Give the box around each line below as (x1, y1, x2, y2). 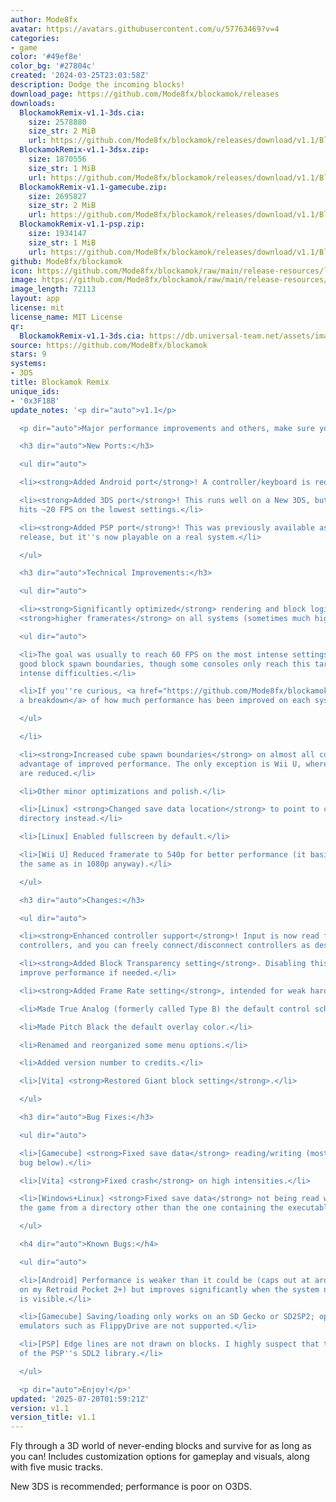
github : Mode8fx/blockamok (10, 256, 123, 266)
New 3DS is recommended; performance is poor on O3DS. (10, 1481, 252, 1493)
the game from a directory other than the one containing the (19, 1203, 284, 1213)
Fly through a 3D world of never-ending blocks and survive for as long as (10, 1440, 312, 1452)
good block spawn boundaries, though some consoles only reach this (19, 659, 311, 669)
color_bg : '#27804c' (10, 61, 97, 71)
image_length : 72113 (10, 284, 97, 295)
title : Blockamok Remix (10, 377, 110, 387)
